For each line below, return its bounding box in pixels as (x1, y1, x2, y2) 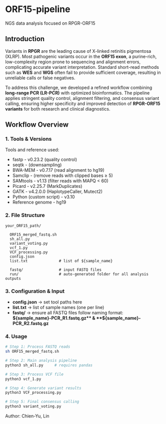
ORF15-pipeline (5, 4, 70, 15)
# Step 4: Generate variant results (5, 385, 81, 390)
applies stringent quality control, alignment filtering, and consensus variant (5, 95, 159, 101)
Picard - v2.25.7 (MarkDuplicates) (12, 183, 82, 189)
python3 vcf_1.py (5, 376, 41, 381)
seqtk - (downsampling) (12, 162, 62, 168)
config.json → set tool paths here (12, 299, 82, 305)
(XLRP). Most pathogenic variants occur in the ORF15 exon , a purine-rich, (5, 53, 157, 59)
